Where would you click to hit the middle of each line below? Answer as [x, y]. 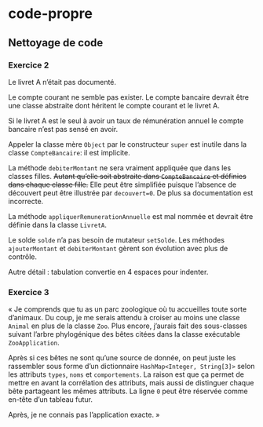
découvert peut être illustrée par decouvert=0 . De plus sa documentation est [131, 192]
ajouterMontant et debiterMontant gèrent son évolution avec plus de [118, 248]
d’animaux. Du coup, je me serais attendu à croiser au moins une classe [124, 318]
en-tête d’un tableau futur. [50, 400]
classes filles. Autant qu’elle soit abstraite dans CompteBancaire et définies [128, 176]
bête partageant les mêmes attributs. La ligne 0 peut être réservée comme [128, 391]
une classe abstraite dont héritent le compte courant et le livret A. [114, 105]
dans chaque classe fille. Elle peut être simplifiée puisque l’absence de [122, 184]
